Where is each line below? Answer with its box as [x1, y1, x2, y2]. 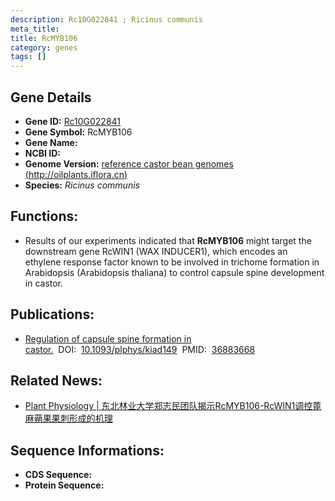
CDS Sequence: [24, 469, 93, 481]
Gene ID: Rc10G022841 [24, 115, 122, 127]
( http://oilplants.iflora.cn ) [24, 168, 128, 180]
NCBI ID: [24, 147, 62, 159]
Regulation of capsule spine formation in [24, 332, 192, 345]
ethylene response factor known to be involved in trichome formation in [24, 256, 320, 268]
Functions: [10, 208, 79, 225]
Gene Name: [24, 136, 78, 148]
